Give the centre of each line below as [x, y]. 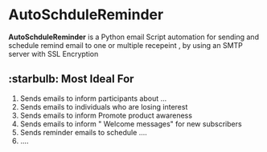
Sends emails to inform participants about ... [93, 98]
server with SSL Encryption [53, 54]
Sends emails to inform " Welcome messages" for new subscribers [131, 124]
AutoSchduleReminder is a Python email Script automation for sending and [134, 37]
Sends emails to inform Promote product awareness [106, 115]
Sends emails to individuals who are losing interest [104, 106]
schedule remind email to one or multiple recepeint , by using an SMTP [126, 45]
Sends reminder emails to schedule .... [83, 132]
